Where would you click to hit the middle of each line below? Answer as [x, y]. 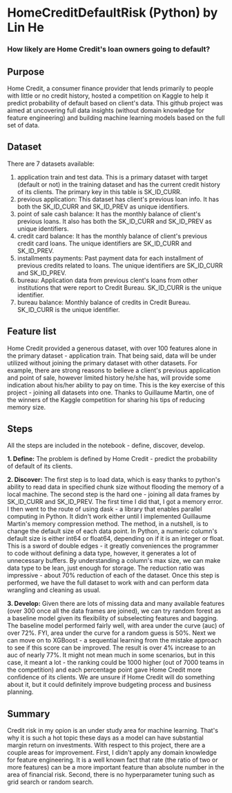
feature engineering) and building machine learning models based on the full [116, 117]
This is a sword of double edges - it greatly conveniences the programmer [113, 546]
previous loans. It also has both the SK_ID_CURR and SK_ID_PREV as [114, 221]
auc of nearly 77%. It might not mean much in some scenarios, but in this [111, 655]
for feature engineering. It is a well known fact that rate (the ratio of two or [113, 760]
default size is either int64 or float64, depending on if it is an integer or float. [116, 539]
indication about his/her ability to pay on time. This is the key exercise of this [116, 385]
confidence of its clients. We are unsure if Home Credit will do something [111, 677]
